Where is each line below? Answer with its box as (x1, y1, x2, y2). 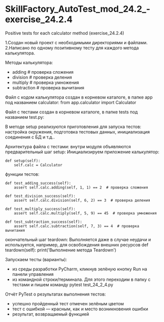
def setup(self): (5, 158, 41, 163)
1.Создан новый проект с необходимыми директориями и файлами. (5, 39, 148, 45)
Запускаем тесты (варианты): (5, 256, 67, 262)
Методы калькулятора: (5, 59, 53, 65)
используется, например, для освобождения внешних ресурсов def (5, 241, 149, 247)
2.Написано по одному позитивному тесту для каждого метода (5, 45, 139, 51)
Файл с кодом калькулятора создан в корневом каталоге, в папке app (5, 94, 153, 100)
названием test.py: (5, 114, 44, 120)
